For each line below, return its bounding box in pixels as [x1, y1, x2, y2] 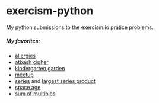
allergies [14, 52, 36, 59]
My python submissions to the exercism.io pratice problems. [6, 24, 154, 31]
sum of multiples [14, 90, 56, 97]
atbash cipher [14, 58, 49, 66]
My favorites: [6, 37, 40, 44]
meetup [14, 71, 34, 78]
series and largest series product [14, 77, 96, 84]
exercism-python [6, 4, 94, 18]
